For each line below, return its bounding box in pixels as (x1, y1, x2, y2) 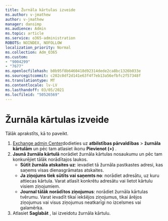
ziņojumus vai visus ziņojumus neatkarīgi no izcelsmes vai (20, 199, 141, 205)
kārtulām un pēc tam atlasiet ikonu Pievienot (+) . (12, 146, 117, 152)
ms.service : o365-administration (5, 36, 76, 41)
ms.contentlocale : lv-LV (5, 82, 58, 87)
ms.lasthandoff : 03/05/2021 (5, 87, 65, 93)
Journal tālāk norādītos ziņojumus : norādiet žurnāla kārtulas (20, 189, 148, 195)
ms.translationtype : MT (5, 78, 55, 83)
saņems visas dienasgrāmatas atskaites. (20, 167, 104, 173)
